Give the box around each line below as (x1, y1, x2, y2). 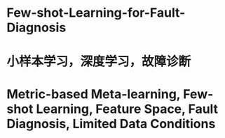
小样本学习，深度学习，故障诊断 (6, 54, 191, 70)
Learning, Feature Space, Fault (36, 101, 219, 116)
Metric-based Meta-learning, (6, 86, 181, 102)
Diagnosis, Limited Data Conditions (6, 116, 216, 132)
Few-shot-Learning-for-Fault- (6, 5, 186, 21)
